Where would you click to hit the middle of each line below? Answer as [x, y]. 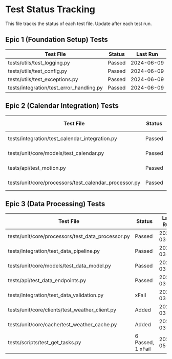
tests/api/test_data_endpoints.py [47, 281]
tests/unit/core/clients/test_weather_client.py [62, 310]
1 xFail [143, 349]
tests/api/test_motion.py [37, 168]
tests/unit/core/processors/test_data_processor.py [69, 236]
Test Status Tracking [50, 9]
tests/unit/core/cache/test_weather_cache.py [62, 325]
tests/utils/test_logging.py [39, 62]
